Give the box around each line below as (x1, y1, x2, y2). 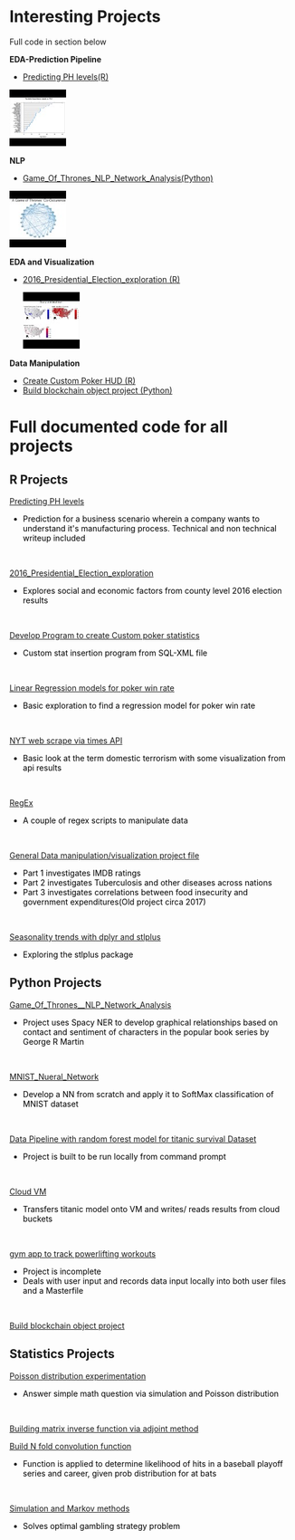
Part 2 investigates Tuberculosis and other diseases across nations (22, 876, 273, 888)
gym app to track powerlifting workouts (9, 1248, 157, 1259)
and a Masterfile (22, 1285, 84, 1296)
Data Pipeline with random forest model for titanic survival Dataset (9, 1133, 257, 1144)
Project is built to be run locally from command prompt (22, 1151, 226, 1162)
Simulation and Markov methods (9, 1503, 130, 1514)
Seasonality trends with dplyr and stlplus (9, 931, 161, 942)
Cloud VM (9, 1186, 47, 1197)
